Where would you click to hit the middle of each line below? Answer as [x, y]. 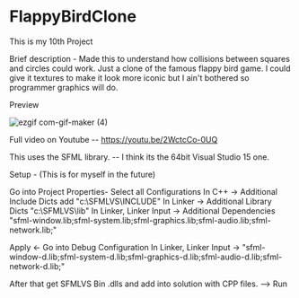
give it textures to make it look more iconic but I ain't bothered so [129, 77]
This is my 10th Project [51, 41]
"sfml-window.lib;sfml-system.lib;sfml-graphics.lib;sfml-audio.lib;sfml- [140, 220]
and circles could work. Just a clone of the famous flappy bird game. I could [150, 68]
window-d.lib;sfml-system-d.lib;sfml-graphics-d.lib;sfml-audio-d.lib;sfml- [146, 257]
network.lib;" [33, 230]
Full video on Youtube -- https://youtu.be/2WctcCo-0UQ [114, 139]
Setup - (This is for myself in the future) [83, 174]
